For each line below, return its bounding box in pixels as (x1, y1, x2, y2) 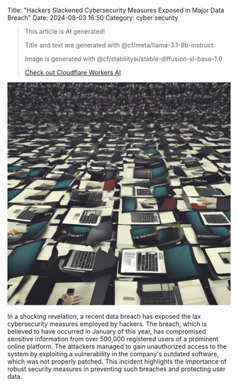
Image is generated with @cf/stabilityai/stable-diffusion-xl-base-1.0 (24, 54, 223, 63)
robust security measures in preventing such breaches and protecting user (7, 365, 226, 373)
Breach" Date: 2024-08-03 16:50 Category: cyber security (7, 13, 178, 22)
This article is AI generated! (24, 28, 106, 35)
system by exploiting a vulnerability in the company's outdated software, (7, 350, 220, 358)
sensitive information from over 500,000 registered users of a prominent (7, 335, 219, 343)
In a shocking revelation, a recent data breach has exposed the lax (7, 312, 201, 320)
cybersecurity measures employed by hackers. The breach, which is (7, 320, 208, 328)
